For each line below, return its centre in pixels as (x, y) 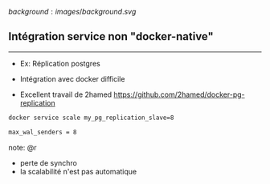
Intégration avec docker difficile (72, 78)
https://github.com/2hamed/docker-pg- (179, 94)
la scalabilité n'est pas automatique (78, 171)
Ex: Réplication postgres (60, 63)
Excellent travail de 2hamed (66, 94)
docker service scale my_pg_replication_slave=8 (91, 118)
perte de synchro (49, 162)
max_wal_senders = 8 (43, 132)
